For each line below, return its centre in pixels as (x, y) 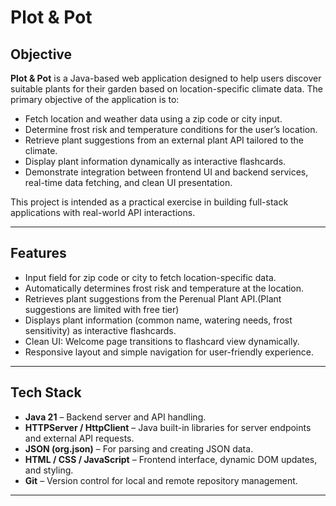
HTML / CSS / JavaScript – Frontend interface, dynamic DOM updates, (171, 459)
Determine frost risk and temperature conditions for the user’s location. (171, 129)
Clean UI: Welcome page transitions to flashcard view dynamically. (162, 341)
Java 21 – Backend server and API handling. (115, 417)
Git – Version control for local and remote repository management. (161, 480)
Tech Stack (46, 392)
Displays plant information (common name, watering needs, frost (158, 320)
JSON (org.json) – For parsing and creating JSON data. (139, 448)
